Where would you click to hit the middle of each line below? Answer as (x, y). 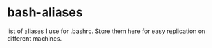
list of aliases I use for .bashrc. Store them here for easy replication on (106, 31)
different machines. (35, 38)
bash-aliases (45, 13)
